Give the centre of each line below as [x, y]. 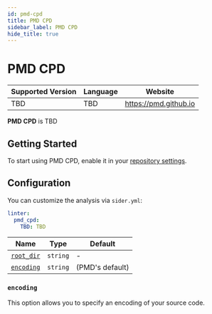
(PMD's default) [102, 268]
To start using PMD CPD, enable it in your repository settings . [97, 161]
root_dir [26, 256]
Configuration [39, 183]
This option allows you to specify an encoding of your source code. [106, 303]
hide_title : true [33, 34]
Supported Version [44, 92]
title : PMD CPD [30, 21]
